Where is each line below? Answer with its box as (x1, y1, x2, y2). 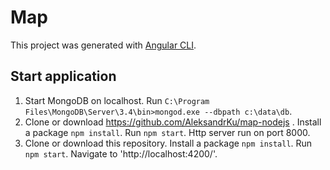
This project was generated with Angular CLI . (10, 39, 197, 51)
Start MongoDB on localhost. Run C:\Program (24, 94, 210, 106)
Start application (10, 68, 117, 85)
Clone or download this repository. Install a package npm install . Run (24, 137, 313, 149)
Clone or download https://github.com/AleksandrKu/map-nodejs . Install (24, 116, 322, 128)
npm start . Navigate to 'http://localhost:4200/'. (24, 147, 218, 160)
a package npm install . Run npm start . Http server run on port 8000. (24, 126, 311, 138)
